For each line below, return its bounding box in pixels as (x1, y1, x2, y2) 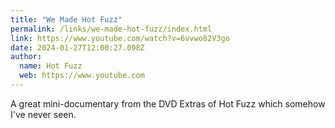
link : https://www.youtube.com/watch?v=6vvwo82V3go (10, 33, 230, 43)
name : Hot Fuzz (19, 61, 83, 71)
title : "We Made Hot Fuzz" (10, 14, 123, 25)
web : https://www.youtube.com (19, 71, 145, 81)
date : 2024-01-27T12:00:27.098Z (10, 42, 145, 53)
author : (10, 52, 43, 62)
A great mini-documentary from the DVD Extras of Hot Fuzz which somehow (10, 97, 326, 110)
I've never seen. (10, 108, 77, 120)
